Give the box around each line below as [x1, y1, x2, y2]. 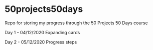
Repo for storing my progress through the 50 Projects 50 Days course [4, 20, 148, 26]
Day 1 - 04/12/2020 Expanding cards [4, 29, 80, 35]
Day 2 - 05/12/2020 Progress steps [4, 39, 77, 45]
